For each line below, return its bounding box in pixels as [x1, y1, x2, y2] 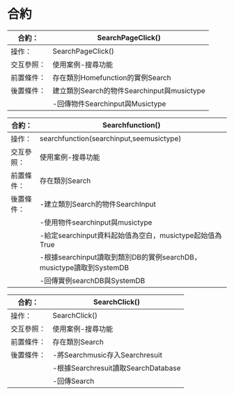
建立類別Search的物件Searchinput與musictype [52, 86, 205, 95]
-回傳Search [52, 376, 95, 386]
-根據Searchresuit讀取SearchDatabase [52, 363, 181, 373]
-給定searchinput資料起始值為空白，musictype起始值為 [39, 230, 222, 240]
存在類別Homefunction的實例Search [52, 72, 172, 82]
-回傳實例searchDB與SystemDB [39, 275, 146, 285]
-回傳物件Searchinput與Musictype [52, 99, 166, 108]
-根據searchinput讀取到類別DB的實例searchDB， [39, 252, 202, 261]
